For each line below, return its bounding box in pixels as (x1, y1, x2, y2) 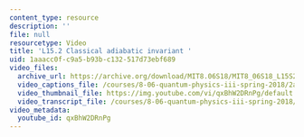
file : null (9, 30, 51, 39)
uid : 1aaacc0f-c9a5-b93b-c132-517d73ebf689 (9, 55, 176, 64)
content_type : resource (9, 13, 100, 23)
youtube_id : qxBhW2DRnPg (17, 114, 111, 123)
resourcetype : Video (9, 38, 88, 48)
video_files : (9, 64, 59, 73)
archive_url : (17, 72, 67, 81)
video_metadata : (9, 105, 71, 114)
